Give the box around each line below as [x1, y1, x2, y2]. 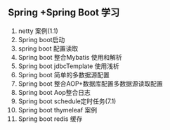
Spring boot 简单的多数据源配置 [18, 70, 110, 79]
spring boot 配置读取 [18, 44, 79, 53]
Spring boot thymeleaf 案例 [18, 105, 98, 114]
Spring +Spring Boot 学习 [8, 6, 120, 19]
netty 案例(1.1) [18, 27, 58, 35]
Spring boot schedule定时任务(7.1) [18, 97, 117, 105]
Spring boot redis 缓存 [18, 115, 83, 123]
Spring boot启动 [18, 35, 65, 44]
